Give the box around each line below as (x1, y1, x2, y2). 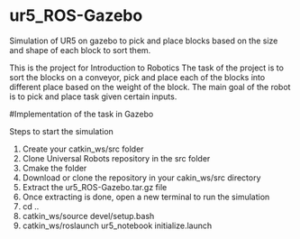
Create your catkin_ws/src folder (22, 143, 144, 154)
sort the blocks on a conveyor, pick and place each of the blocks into (9, 71, 266, 82)
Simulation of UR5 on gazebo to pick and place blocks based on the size (9, 35, 278, 46)
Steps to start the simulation (9, 125, 114, 136)
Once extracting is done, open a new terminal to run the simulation (22, 191, 270, 202)
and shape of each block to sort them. (9, 44, 151, 55)
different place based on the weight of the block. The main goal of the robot (9, 81, 291, 92)
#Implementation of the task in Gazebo (9, 108, 154, 119)
